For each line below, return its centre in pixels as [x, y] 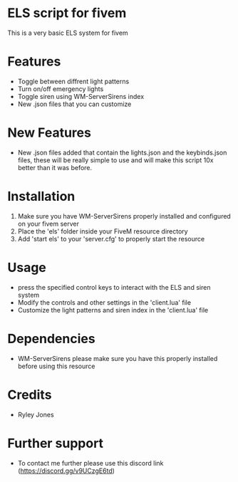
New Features [49, 133]
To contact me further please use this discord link [90, 463]
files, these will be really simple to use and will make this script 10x [115, 160]
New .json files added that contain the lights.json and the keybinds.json [122, 152]
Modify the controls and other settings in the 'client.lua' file [104, 302]
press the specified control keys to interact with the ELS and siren [114, 287]
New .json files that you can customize [74, 104]
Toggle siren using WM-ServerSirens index [81, 96]
